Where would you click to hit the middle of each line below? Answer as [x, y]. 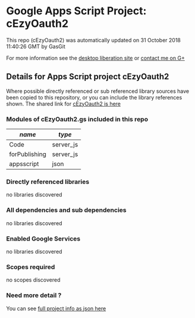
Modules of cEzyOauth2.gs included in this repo [77, 119]
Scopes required [31, 267]
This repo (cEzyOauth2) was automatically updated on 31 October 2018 [94, 40]
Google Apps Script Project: [76, 11]
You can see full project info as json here [56, 308]
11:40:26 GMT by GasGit [36, 46]
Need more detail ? [34, 295]
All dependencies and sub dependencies [66, 210]
